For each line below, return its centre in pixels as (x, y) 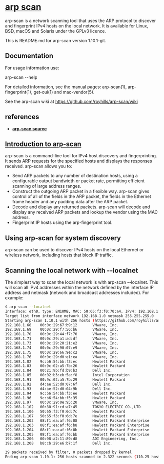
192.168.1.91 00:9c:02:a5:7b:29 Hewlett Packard (65, 380)
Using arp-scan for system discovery (63, 238)
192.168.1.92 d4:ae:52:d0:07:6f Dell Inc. (59, 384)
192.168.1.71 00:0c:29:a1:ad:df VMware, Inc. (62, 339)
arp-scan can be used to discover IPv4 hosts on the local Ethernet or (74, 250)
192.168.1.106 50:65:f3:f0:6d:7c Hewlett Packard (65, 412)
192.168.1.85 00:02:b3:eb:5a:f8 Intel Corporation (68, 375)
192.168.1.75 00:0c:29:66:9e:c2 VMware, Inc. (62, 352)
